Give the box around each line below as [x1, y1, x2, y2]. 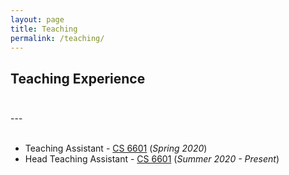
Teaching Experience [10, 70, 146, 87]
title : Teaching [10, 24, 78, 34]
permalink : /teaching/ [10, 33, 105, 43]
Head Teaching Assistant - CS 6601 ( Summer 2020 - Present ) [24, 153, 280, 165]
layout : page [10, 14, 65, 25]
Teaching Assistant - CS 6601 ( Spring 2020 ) [24, 142, 208, 155]
